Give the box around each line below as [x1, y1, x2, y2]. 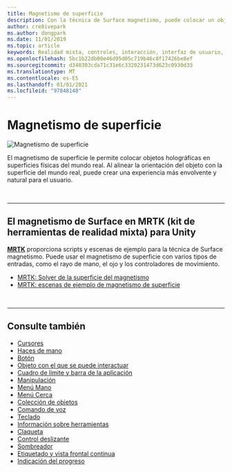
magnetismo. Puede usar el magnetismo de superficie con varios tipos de [7, 252, 217, 261]
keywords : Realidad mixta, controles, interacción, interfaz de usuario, [7, 49, 224, 56]
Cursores [17, 339, 43, 347]
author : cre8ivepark [7, 23, 67, 30]
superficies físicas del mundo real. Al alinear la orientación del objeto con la [7, 161, 223, 170]
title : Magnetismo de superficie [7, 10, 104, 17]
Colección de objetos [17, 398, 78, 406]
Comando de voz [17, 405, 66, 413]
